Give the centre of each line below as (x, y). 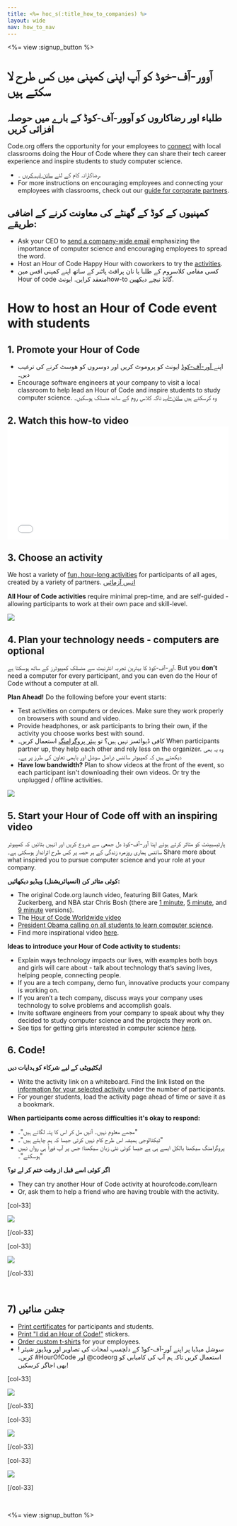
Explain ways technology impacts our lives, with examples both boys (117, 960)
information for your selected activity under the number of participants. (121, 1089)
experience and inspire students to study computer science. (95, 161)
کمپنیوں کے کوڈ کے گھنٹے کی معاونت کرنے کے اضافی (108, 213)
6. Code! (27, 1050)
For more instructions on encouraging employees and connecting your (120, 183)
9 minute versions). (46, 910)
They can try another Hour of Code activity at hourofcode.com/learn (117, 1184)
